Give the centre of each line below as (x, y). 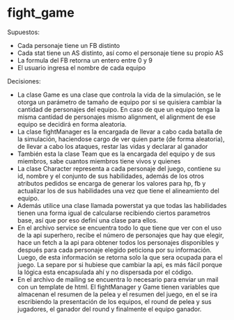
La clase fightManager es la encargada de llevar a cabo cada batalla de (120, 131)
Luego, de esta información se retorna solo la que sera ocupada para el (120, 257)
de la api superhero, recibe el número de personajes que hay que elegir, (120, 235)
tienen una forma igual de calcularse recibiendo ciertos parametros (114, 213)
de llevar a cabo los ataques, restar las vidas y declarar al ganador (112, 146)
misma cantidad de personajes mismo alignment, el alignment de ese (116, 117)
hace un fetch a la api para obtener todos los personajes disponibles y (118, 242)
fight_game (41, 13)
